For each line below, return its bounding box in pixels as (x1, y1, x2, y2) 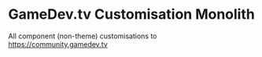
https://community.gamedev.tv (8, 39, 108, 48)
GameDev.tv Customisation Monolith (8, 5, 256, 23)
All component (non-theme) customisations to (8, 31, 157, 41)
